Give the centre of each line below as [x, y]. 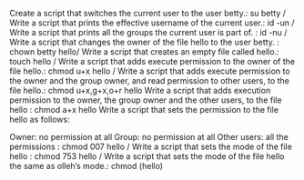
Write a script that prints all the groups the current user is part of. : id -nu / [148, 32]
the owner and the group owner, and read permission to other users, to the [149, 80]
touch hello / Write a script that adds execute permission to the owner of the [152, 61]
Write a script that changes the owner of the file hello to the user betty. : [144, 42]
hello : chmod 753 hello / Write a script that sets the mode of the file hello [147, 156]
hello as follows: [40, 119]
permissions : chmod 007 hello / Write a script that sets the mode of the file [151, 146]
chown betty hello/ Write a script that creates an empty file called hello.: [144, 52]
